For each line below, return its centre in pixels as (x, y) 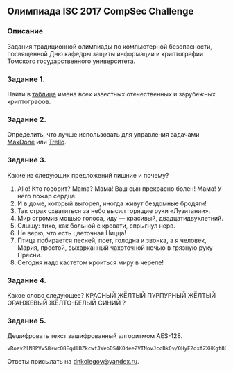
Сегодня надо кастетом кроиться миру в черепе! (90, 262)
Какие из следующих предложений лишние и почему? (88, 175)
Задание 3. (27, 160)
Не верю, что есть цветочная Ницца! (72, 232)
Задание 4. (27, 280)
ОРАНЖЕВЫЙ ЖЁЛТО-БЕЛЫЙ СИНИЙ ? (67, 303)
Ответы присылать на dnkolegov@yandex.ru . (74, 362)
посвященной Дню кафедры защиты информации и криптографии (105, 53)
